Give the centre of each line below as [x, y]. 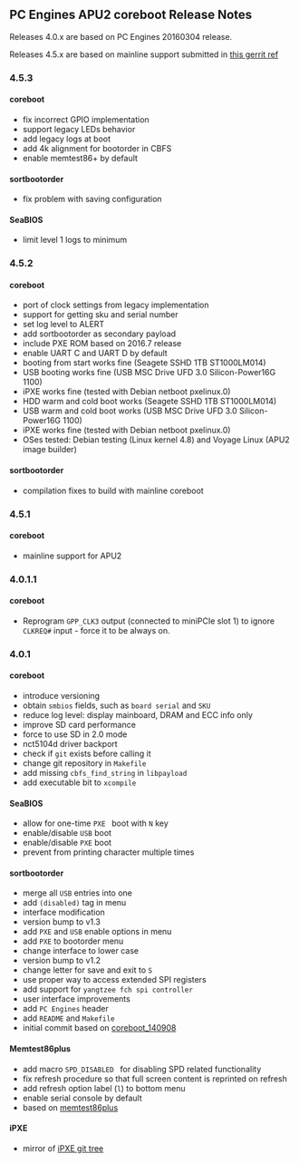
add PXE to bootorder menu [73, 941]
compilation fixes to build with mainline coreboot [113, 490]
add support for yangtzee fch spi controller [107, 989]
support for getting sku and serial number [100, 315]
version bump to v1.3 [62, 922]
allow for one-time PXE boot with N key [96, 823]
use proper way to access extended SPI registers [114, 980]
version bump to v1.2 [62, 961]
